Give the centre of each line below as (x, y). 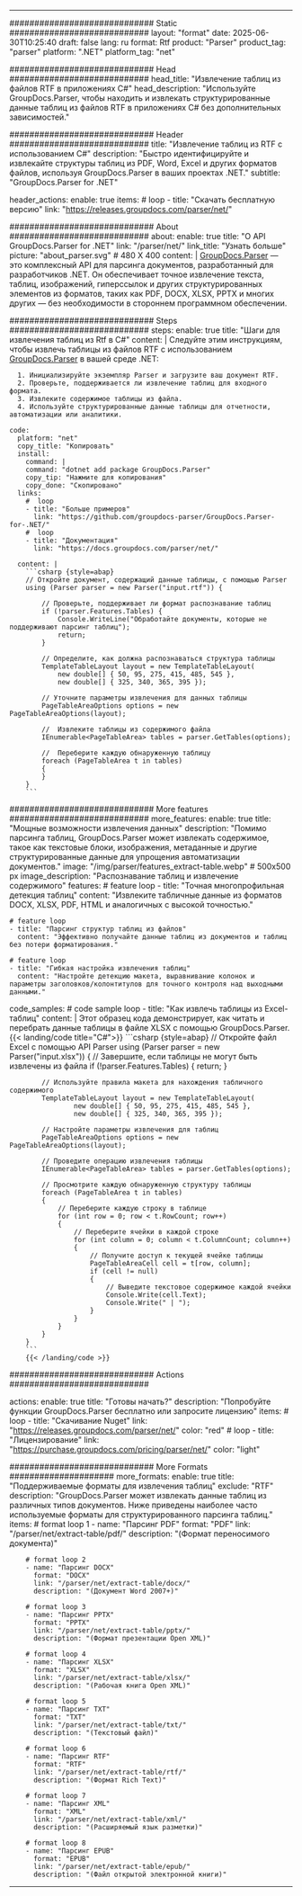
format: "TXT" (60, 1717)
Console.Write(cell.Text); (156, 1295)
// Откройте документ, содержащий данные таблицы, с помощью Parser (156, 580)
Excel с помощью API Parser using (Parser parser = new (115, 1047)
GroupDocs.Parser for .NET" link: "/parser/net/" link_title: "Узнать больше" (147, 246)
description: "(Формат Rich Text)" (100, 1780)
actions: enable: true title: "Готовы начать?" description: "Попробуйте (140, 1401)
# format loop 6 (56, 1748)
